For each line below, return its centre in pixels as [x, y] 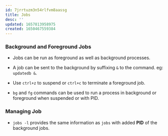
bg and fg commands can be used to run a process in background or [85, 93]
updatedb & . [25, 73]
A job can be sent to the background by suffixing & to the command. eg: [88, 68]
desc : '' [15, 19]
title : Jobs [18, 15]
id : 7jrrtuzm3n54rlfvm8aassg [36, 10]
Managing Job [23, 112]
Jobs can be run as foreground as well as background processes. [81, 58]
